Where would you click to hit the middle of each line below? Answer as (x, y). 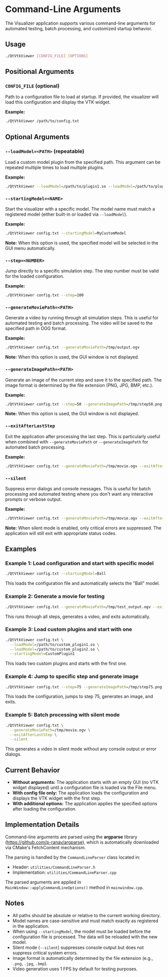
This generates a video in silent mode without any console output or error (81, 749)
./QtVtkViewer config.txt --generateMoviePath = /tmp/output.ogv (72, 347)
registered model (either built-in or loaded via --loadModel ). (66, 214)
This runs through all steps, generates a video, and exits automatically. (78, 616)
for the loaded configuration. (35, 276)
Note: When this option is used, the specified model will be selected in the (82, 243)
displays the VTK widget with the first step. (57, 798)
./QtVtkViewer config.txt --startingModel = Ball (56, 574)
